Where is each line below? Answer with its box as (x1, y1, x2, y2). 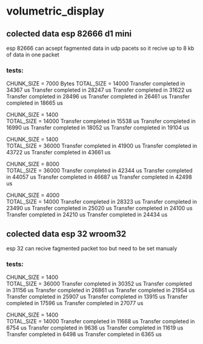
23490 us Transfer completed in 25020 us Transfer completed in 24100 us (6, 205, 193, 212)
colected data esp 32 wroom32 (6, 229, 127, 239)
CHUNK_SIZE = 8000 (6, 160, 59, 168)
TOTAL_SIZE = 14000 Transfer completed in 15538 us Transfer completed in (6, 117, 196, 125)
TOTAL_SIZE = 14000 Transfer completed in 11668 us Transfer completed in (6, 318, 195, 325)
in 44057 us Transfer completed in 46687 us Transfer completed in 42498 (6, 173, 192, 181)
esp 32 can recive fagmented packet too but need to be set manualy (6, 245, 178, 252)
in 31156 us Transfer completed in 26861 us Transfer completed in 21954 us (6, 287, 195, 294)
